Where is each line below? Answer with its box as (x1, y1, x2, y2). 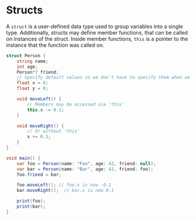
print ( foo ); (16, 198, 46, 204)
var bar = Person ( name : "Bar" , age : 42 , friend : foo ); (16, 166, 154, 172)
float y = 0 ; (16, 85, 49, 91)
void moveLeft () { (16, 96, 62, 102)
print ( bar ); (16, 204, 46, 209)
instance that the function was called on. (6, 42, 104, 49)
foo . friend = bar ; (16, 171, 62, 177)
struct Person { (6, 53, 46, 59)
